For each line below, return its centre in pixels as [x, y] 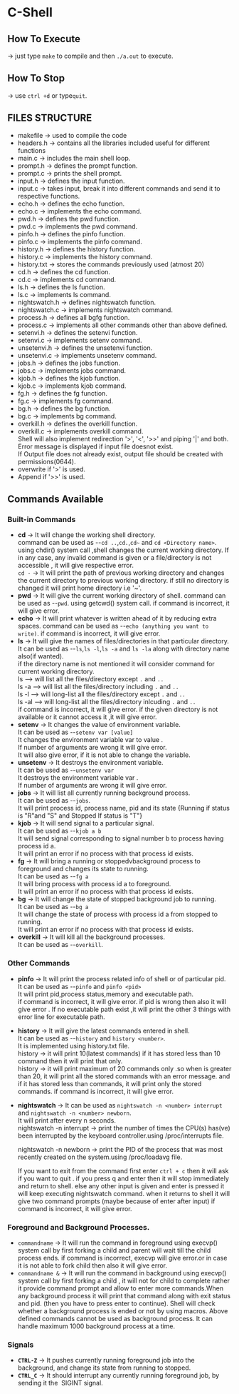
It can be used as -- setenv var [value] [75, 732]
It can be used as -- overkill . [60, 945]
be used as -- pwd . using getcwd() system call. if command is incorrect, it [123, 603]
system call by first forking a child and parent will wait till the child [114, 1250]
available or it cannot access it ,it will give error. [87, 717]
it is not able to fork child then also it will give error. [92, 1265]
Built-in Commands [42, 519]
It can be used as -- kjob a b [59, 831]
